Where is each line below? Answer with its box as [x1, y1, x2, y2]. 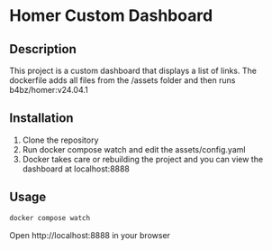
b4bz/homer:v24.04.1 [9, 85, 88, 95]
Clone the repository [22, 134, 99, 145]
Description [9, 42, 77, 57]
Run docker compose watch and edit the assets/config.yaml [22, 144, 246, 154]
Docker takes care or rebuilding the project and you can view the [22, 153, 264, 164]
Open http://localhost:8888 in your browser [9, 229, 171, 240]
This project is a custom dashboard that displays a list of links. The [9, 65, 257, 76]
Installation [9, 110, 74, 126]
